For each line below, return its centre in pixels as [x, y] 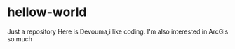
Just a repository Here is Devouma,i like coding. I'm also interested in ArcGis [118, 31]
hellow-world [47, 12]
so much [20, 38]
